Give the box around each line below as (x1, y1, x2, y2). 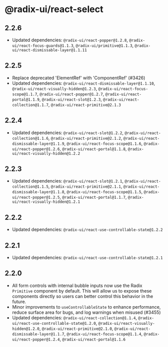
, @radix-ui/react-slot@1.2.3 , (39, 96, 102, 102)
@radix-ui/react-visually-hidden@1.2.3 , (12, 85, 97, 91)
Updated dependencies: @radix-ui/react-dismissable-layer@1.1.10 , (12, 80, 155, 86)
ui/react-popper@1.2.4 (12, 337, 60, 342)
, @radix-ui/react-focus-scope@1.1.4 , (64, 330, 143, 336)
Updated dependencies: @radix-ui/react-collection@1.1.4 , (12, 314, 137, 321)
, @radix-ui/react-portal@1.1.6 (60, 336, 126, 342)
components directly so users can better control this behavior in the (12, 293, 153, 299)
